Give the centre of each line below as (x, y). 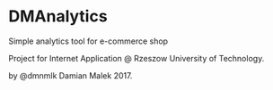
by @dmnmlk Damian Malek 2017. (70, 75)
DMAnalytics (58, 16)
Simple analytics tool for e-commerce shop (88, 41)
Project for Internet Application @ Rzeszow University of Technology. (136, 58)
